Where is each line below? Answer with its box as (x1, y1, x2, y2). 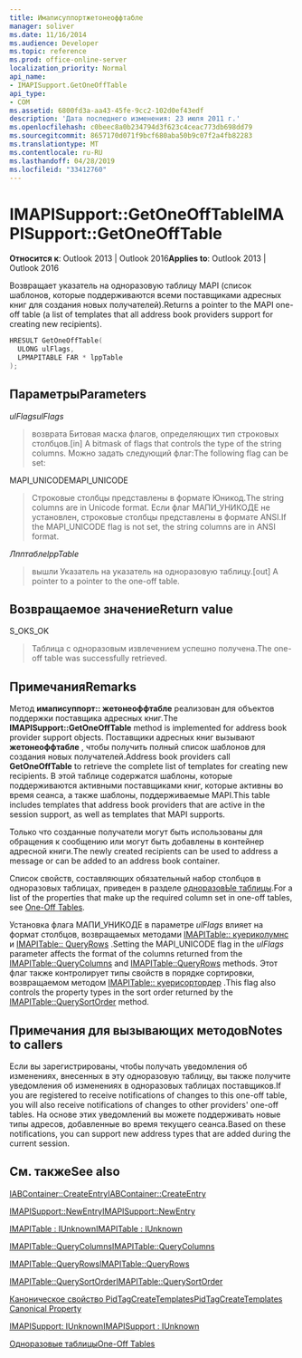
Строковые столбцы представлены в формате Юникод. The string (31, 492, 285, 503)
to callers (9, 1036, 63, 1052)
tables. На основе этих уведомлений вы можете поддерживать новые (9, 1109, 281, 1120)
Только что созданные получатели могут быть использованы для (9, 826, 264, 838)
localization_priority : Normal (9, 64, 127, 73)
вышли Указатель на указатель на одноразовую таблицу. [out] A (31, 565, 278, 576)
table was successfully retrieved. (43, 653, 167, 664)
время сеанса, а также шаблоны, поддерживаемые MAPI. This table (9, 790, 271, 801)
